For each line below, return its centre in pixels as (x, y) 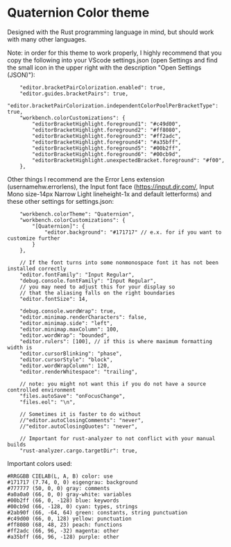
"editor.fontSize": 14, (54, 299)
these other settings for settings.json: (61, 201)
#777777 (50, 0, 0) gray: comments (59, 488)
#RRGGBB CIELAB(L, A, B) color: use (60, 476)
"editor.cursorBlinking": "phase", (71, 354)
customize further (34, 238)
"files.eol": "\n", (48, 402)
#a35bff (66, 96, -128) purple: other (63, 537)
